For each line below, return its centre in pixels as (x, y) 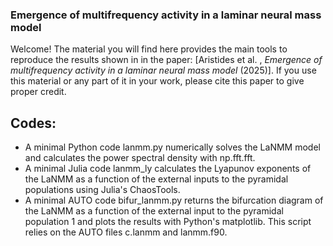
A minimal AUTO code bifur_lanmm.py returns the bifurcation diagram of (174, 200)
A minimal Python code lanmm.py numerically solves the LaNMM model (172, 147)
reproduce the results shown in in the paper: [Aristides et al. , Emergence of (166, 60)
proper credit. (38, 92)
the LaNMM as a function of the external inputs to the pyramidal (156, 179)
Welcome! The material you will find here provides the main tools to (149, 49)
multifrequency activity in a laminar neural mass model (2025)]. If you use (163, 70)
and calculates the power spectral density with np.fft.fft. (140, 158)
